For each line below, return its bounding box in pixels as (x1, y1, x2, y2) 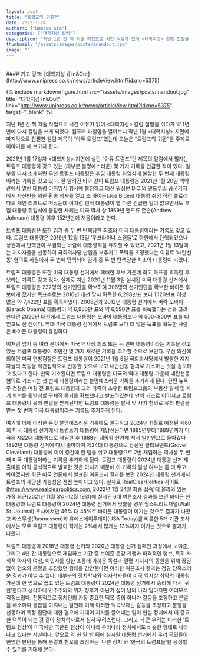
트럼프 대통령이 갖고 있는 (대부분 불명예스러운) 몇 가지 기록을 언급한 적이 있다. (6, 162, 184, 169)
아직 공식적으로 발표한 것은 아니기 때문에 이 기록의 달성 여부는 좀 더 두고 (21, 463, 187, 470)
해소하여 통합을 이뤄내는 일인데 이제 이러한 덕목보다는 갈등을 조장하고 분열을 (12, 601, 187, 608)
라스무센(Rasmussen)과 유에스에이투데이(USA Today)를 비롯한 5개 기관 (12, 515, 179, 522)
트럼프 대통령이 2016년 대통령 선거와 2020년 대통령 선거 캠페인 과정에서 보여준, (6, 542, 190, 549)
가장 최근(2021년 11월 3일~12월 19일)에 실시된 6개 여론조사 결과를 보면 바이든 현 (6, 493, 190, 500)
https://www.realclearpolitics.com (8, 485, 90, 493)
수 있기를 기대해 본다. (6, 646, 55, 653)
